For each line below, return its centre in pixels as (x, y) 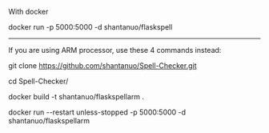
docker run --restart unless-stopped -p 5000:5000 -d (97, 112)
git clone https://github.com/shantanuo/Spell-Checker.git (103, 66)
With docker (28, 12)
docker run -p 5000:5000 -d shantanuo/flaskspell (90, 27)
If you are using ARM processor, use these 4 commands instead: (115, 50)
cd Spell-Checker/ (38, 81)
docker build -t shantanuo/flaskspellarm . (76, 97)
